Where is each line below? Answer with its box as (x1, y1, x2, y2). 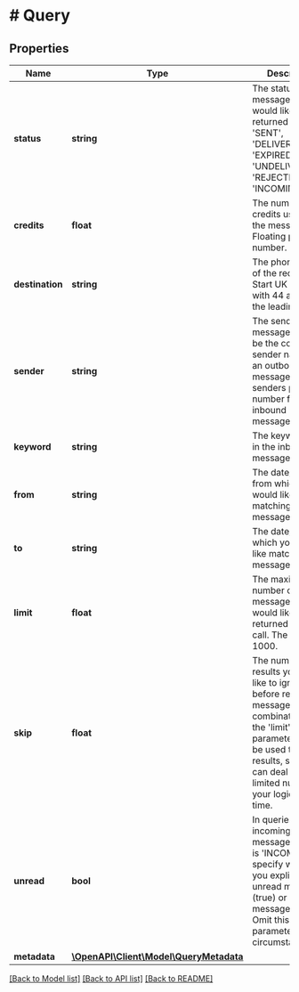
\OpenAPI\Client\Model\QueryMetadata (71, 950, 244, 963)
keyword (13, 441, 52, 452)
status (13, 133, 42, 144)
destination (13, 278, 63, 290)
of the (252, 267, 278, 279)
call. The (252, 629, 288, 641)
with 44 (252, 289, 285, 301)
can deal (252, 766, 288, 777)
